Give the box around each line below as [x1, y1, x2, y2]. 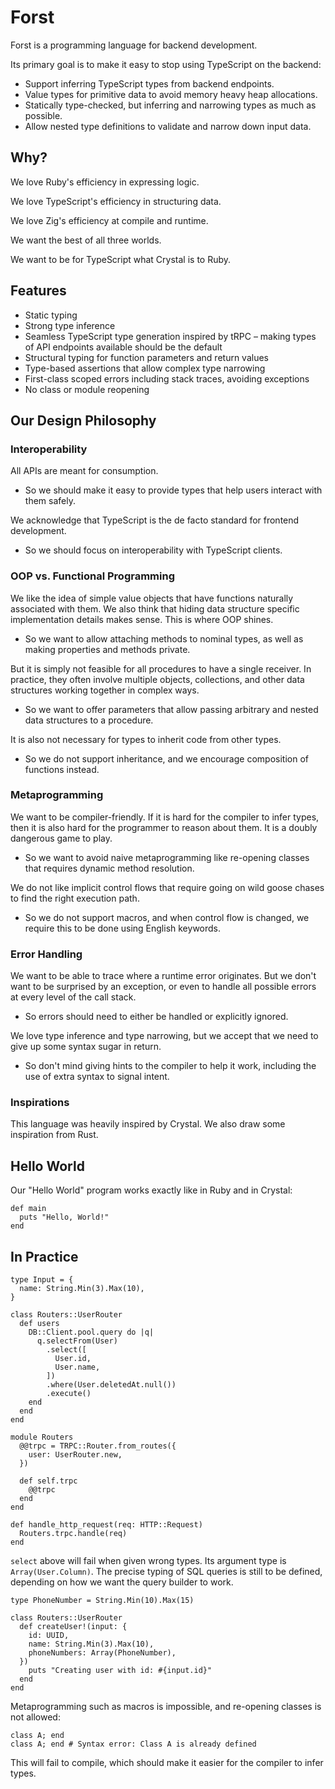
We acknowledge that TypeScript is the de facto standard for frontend [10, 514, 300, 526]
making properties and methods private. [24, 643, 191, 655]
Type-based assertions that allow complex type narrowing [24, 362, 266, 374]
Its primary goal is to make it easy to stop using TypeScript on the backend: [10, 58, 322, 70]
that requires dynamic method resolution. [24, 862, 195, 874]
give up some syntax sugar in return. [10, 1041, 162, 1053]
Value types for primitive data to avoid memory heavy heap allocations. [24, 88, 318, 100]
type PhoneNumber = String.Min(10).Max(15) [10, 1596, 195, 1606]
